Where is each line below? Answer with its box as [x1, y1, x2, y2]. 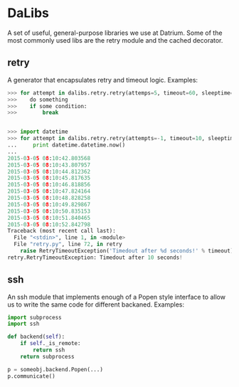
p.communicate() [7, 372, 55, 380]
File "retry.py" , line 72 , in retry [14, 240, 122, 248]
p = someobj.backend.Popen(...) [7, 366, 103, 373]
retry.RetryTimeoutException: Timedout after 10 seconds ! [7, 254, 183, 261]
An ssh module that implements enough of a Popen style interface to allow [7, 292, 226, 301]
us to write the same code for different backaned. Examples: [7, 300, 185, 309]
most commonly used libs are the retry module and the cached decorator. [7, 36, 223, 44]
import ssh [7, 320, 40, 328]
